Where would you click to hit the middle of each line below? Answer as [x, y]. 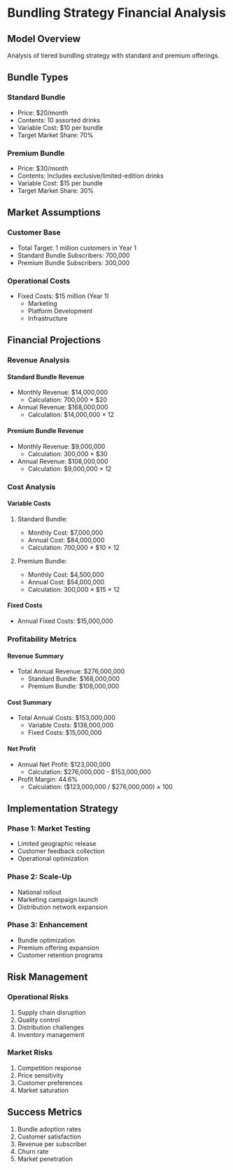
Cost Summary [30, 702]
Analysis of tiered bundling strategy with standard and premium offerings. [114, 55]
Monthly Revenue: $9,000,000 [61, 446]
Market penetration [45, 1159]
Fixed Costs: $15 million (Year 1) [63, 296]
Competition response [49, 1068]
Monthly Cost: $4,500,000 [66, 575]
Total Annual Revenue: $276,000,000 [71, 671]
